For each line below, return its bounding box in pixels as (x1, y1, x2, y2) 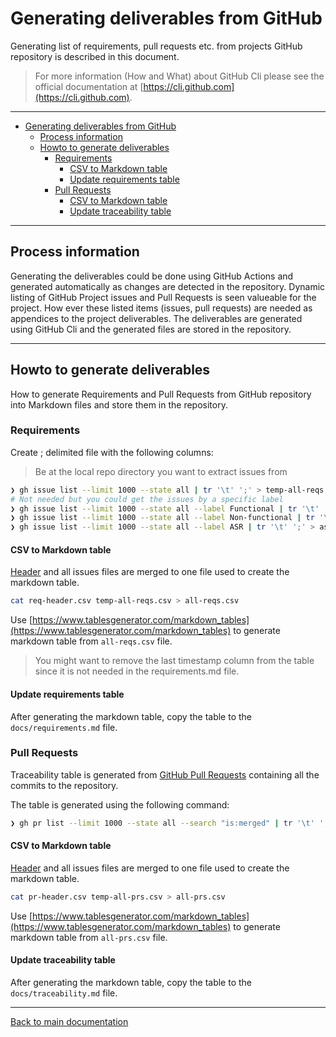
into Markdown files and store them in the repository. (10, 398, 228, 411)
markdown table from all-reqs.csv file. (10, 635, 173, 647)
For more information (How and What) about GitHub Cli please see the (34, 70, 325, 82)
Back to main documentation (10, 1015, 129, 1027)
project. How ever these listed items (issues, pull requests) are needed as (10, 302, 313, 314)
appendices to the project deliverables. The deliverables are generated (10, 312, 303, 324)
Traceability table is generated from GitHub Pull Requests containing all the (10, 768, 320, 781)
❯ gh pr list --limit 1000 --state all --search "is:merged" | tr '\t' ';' (10, 818, 333, 828)
